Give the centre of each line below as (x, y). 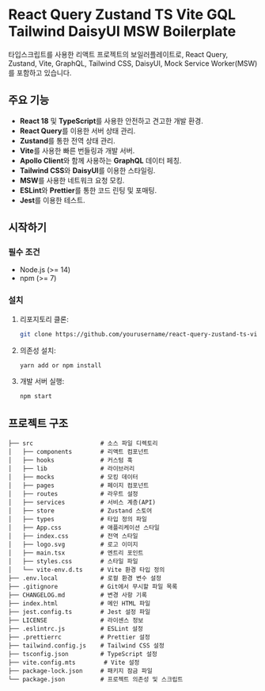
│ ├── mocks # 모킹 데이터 (73, 478)
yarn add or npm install (61, 365)
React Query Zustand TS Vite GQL (122, 15)
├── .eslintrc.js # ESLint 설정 (76, 629)
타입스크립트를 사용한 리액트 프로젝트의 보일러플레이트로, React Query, (118, 54)
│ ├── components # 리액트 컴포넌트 (79, 452)
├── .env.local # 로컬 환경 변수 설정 (85, 578)
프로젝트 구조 (38, 423)
